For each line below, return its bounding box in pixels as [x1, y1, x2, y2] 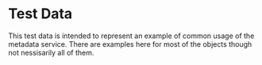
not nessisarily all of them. [8, 48, 94, 57]
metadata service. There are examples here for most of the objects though [8, 39, 252, 48]
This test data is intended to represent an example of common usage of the [8, 31, 255, 40]
